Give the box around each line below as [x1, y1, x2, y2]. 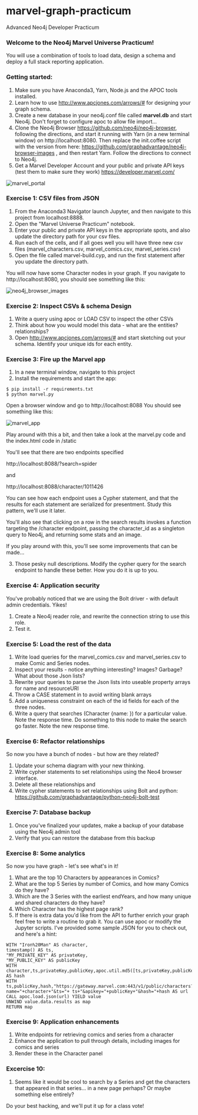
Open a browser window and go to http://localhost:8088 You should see [6, 402, 181, 409]
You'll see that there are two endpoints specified [6, 449, 124, 456]
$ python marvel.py [6, 391, 54, 397]
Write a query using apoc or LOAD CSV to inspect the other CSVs [14, 315, 174, 323]
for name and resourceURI [14, 685, 79, 692]
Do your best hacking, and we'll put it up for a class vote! [6, 1102, 144, 1109]
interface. [14, 774, 38, 782]
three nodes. [14, 704, 46, 711]
